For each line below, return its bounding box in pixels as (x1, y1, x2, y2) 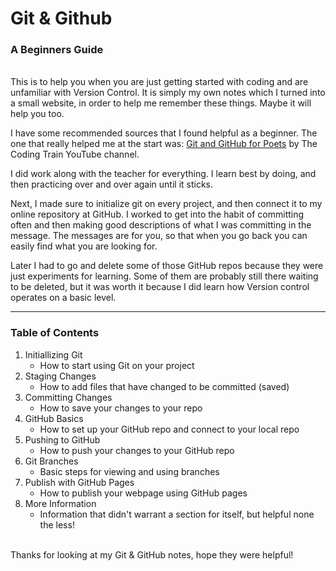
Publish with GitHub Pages (24, 476, 135, 488)
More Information (24, 497, 97, 509)
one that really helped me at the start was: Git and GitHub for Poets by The (10, 138, 318, 150)
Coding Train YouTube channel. (10, 148, 140, 161)
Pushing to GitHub (24, 433, 101, 446)
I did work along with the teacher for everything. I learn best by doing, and (10, 168, 317, 180)
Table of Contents (10, 326, 100, 340)
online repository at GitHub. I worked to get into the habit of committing (10, 208, 305, 221)
